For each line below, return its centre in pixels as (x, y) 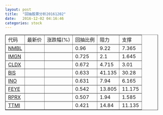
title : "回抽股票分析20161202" (36, 14)
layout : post (18, 9)
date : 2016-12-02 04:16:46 (34, 18)
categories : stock (24, 23)
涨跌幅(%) (58, 40)
